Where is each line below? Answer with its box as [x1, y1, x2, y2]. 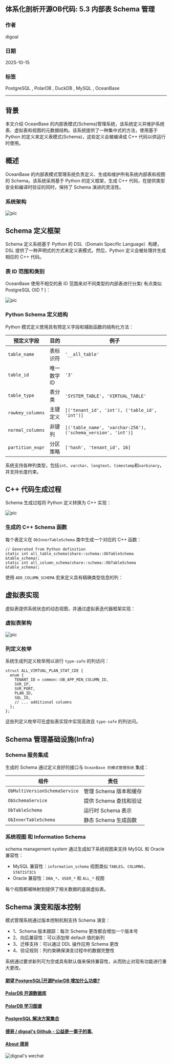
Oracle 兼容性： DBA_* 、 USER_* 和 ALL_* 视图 [12, 875, 105, 882]
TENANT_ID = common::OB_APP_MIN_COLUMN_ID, [14, 677, 109, 683]
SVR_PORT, [14, 686, 36, 691]
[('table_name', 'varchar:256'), [64, 425, 147, 430]
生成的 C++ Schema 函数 [5, 524, 68, 531]
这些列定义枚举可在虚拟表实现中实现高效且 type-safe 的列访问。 [5, 719, 141, 725]
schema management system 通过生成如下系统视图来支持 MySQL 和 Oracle [5, 846, 165, 852]
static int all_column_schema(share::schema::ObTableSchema [5, 560, 137, 565]
